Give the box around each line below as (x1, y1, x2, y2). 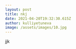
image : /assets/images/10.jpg (5, 25, 67, 30)
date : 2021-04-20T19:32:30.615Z (5, 16, 71, 21)
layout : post (5, 7, 32, 12)
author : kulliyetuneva (5, 20, 51, 26)
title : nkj (5, 12, 27, 16)
